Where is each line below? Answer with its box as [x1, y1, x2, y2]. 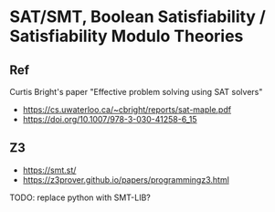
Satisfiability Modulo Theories [9, 26, 244, 47]
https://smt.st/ [22, 164, 77, 175]
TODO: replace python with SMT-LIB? [9, 192, 151, 203]
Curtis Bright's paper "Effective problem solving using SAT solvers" [9, 87, 263, 97]
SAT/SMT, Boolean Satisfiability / [9, 6, 267, 27]
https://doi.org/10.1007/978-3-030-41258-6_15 [22, 114, 198, 124]
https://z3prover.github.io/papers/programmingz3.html [22, 174, 230, 185]
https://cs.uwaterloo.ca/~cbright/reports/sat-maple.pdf [22, 104, 231, 115]
